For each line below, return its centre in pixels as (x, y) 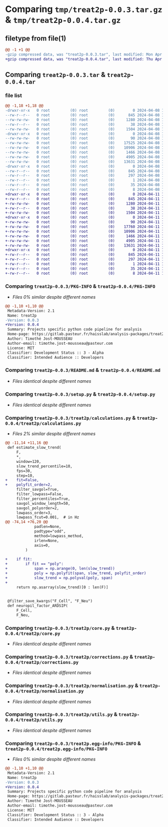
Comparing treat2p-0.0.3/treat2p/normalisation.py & (72, 685)
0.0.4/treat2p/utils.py (34, 720)
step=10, (25, 476)
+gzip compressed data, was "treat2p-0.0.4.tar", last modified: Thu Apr (84, 59)
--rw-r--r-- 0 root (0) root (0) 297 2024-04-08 (82, 176)
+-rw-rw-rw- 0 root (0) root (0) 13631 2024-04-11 (82, 245)
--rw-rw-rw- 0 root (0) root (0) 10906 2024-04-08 (82, 148)
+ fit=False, (22, 480)
